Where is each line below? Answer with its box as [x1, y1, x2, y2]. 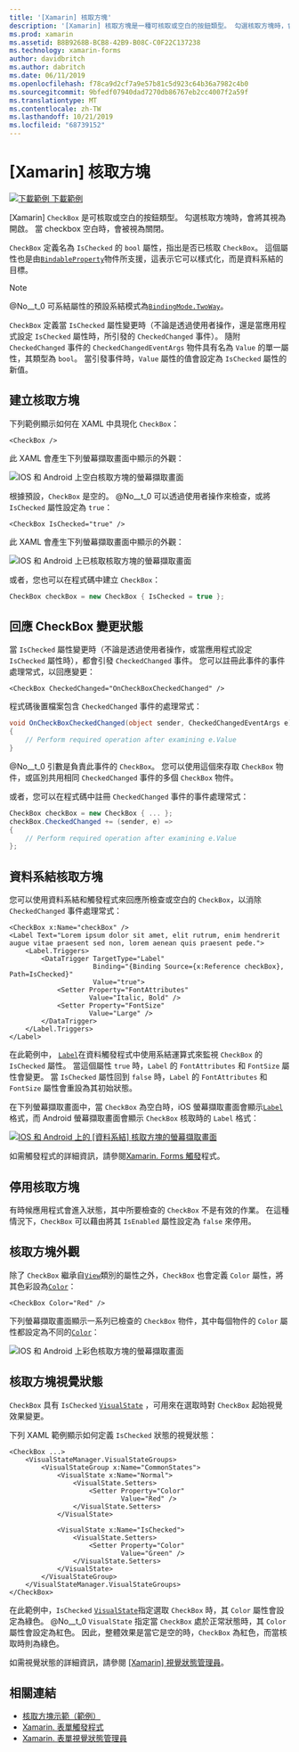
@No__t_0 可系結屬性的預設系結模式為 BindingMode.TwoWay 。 [9, 300, 229, 311]
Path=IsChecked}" [9, 970, 74, 979]
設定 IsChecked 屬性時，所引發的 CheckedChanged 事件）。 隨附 [16, 331, 241, 341]
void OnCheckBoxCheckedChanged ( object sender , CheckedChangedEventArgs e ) [9, 719, 293, 728]
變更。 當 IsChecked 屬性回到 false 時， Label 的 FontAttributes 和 [24, 1072, 268, 1082]
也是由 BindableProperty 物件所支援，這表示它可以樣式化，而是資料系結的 [16, 253, 284, 264]
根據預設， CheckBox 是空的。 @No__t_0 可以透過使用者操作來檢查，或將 [9, 490, 271, 501]
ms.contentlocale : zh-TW [9, 104, 101, 113]
